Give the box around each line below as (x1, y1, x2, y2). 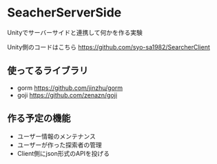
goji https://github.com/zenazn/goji (17, 91, 118, 99)
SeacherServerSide (7, 5, 122, 21)
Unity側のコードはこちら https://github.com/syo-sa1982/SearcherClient (7, 43, 210, 51)
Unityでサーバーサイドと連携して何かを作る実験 (7, 28, 143, 36)
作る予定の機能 (7, 113, 71, 124)
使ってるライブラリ (7, 65, 88, 77)
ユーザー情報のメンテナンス (17, 132, 96, 140)
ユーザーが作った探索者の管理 (17, 141, 102, 149)
